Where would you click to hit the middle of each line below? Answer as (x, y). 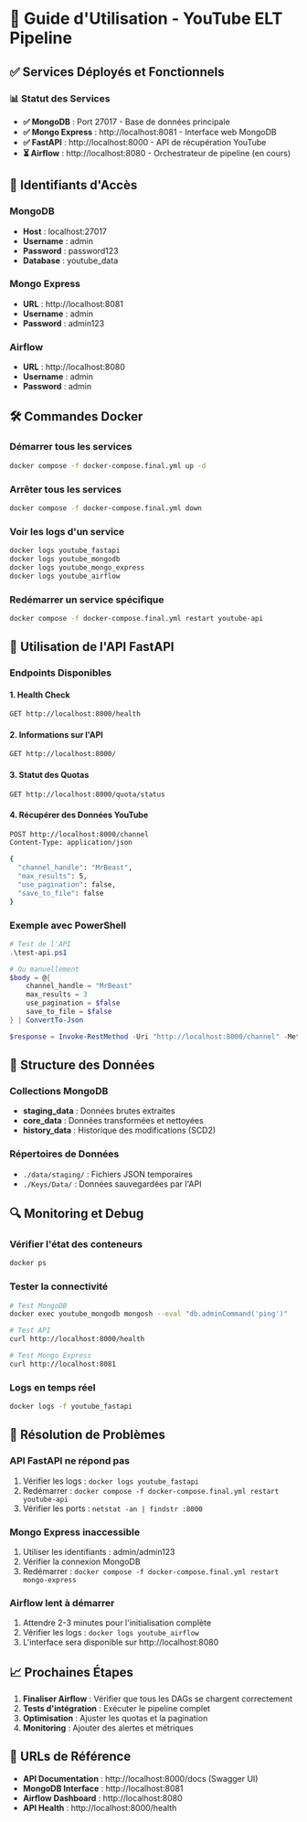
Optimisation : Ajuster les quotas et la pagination (115, 1719)
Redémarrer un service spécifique (87, 600)
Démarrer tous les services (71, 447)
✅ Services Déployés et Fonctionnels (117, 72)
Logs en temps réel (53, 1387)
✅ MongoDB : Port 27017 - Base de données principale (126, 122)
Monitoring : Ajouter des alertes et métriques (108, 1728)
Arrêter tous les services (66, 489)
